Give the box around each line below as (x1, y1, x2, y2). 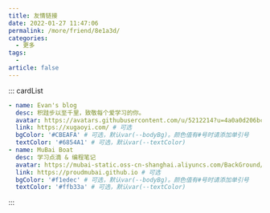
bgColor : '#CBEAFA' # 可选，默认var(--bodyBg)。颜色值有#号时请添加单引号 (15, 131, 249, 139)
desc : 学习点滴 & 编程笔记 (15, 153, 96, 161)
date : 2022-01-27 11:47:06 (8, 19, 99, 27)
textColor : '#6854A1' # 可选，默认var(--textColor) (15, 139, 186, 147)
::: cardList (8, 86, 43, 95)
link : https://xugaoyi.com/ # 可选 (15, 123, 133, 132)
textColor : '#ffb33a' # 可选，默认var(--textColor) (15, 183, 186, 191)
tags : (8, 49, 27, 57)
